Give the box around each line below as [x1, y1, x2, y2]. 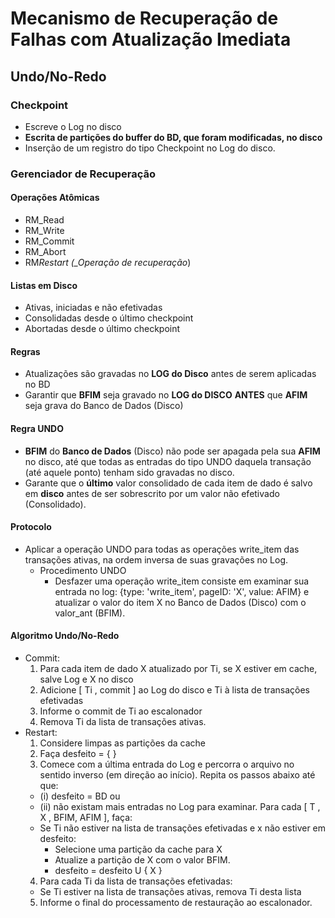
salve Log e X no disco [39, 673, 134, 686]
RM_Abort [24, 246, 67, 257]
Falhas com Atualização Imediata [10, 28, 292, 51]
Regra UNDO [10, 423, 64, 434]
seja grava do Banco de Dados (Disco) [24, 400, 184, 412]
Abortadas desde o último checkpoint [24, 323, 181, 335]
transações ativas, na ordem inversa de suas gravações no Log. [24, 553, 288, 566]
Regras [10, 345, 41, 357]
